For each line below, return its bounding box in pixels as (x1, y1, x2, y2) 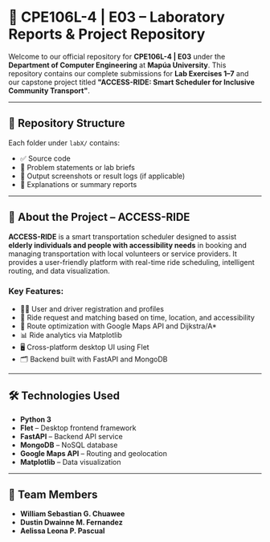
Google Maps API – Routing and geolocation (19, 448, 167, 458)
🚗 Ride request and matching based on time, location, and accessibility (19, 312, 256, 322)
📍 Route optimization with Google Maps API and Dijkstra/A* (19, 321, 217, 331)
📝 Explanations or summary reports (19, 179, 137, 189)
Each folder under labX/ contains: (8, 137, 121, 148)
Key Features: (8, 286, 64, 297)
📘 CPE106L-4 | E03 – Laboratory (8, 8, 225, 26)
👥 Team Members (8, 488, 98, 502)
